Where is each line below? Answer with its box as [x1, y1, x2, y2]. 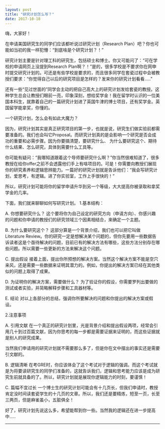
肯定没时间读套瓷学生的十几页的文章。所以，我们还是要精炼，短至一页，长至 [5, 391, 160, 397]
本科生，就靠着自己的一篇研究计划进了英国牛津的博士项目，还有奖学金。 [9, 99, 156, 105]
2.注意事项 [5, 312, 27, 318]
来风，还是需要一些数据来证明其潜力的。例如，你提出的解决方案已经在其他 [5, 262, 156, 268]
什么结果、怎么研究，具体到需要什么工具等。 [5, 144, 96, 150]
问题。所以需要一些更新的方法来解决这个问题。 [9, 245, 104, 251]
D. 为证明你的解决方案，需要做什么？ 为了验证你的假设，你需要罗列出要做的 [5, 279, 158, 285]
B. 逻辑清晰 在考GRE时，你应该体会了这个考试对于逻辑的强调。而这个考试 [5, 362, 154, 368]
